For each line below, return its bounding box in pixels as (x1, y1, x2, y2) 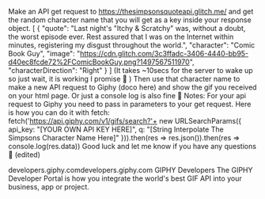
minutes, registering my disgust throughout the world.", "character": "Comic (8, 40, 256, 50)
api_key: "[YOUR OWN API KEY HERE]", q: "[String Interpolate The (8, 124, 224, 134)
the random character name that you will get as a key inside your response (8, 15, 252, 25)
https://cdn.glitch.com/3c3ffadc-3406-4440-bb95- (80, 49, 249, 58)
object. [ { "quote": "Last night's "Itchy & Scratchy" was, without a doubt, (8, 24, 246, 33)
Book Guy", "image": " (8, 49, 81, 58)
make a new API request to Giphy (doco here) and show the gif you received (8, 82, 257, 92)
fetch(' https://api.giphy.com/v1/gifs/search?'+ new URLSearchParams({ (8, 117, 242, 125)
